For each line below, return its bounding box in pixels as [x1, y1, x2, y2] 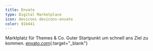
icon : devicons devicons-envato [5, 16, 73, 21]
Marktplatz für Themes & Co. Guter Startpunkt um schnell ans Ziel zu [5, 35, 148, 41]
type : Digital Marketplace [5, 12, 62, 17]
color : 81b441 [5, 21, 35, 26]
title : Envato [5, 7, 35, 12]
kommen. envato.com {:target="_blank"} [5, 40, 88, 46]
